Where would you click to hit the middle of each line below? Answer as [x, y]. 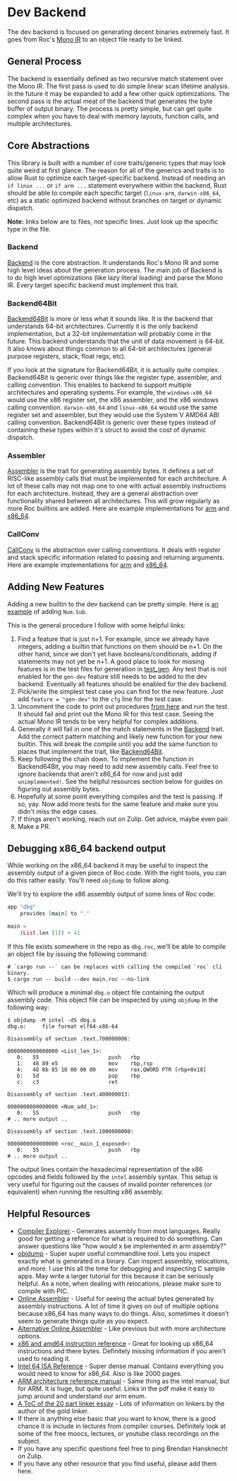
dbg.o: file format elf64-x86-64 [63, 1026]
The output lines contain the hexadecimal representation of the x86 [105, 1169]
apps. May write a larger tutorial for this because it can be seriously [115, 1276]
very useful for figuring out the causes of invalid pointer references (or [110, 1184]
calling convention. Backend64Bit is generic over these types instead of [112, 422]
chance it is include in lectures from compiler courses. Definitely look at [122, 1426]
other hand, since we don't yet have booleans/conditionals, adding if [117, 654]
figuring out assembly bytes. [59, 789]
